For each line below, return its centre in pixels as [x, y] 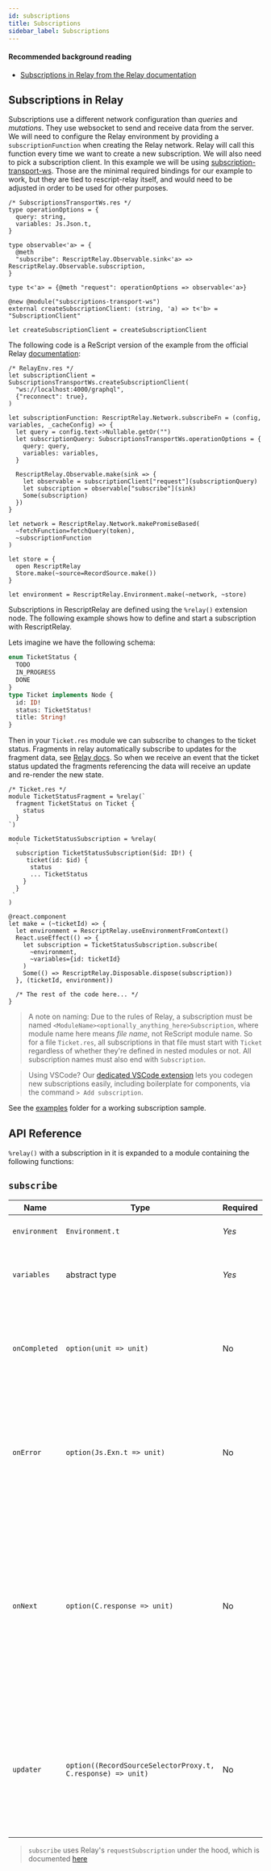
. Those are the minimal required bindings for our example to [152, 171]
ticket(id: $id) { [57, 860]
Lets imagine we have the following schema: [82, 642]
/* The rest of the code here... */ [77, 994]
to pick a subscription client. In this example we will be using [109, 162]
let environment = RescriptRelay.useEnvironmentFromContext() [122, 931]
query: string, [41, 217]
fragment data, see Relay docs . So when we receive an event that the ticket [134, 758]
